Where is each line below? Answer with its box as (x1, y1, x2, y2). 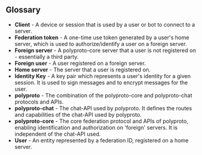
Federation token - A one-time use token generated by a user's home (14, 33, 189, 41)
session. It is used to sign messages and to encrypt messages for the (14, 79, 189, 86)
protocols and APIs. (14, 98, 64, 105)
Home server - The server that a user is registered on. (14, 66, 151, 73)
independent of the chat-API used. (14, 130, 101, 137)
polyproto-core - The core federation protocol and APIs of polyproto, (14, 117, 189, 125)
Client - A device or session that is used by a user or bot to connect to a (14, 21, 195, 28)
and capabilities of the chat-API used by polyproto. (14, 111, 142, 118)
